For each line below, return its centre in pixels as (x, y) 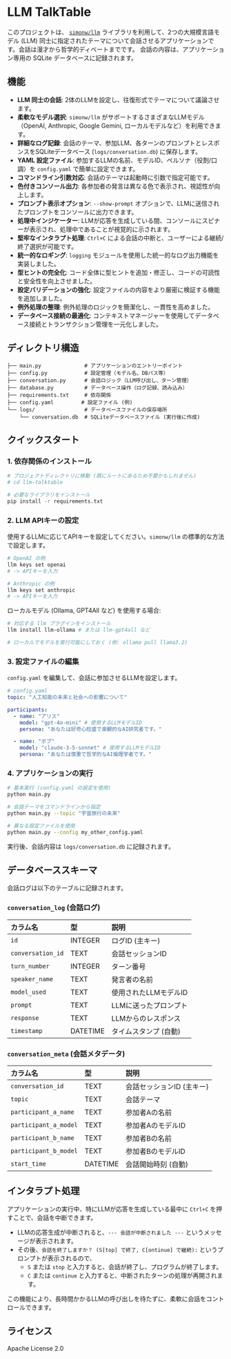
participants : (28, 710)
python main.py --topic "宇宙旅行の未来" (64, 813)
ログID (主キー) (136, 941)
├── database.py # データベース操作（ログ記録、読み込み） (98, 387)
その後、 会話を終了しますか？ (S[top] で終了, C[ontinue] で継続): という (117, 1249)
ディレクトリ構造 (43, 348)
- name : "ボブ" (34, 742)
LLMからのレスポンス (146, 1018)
